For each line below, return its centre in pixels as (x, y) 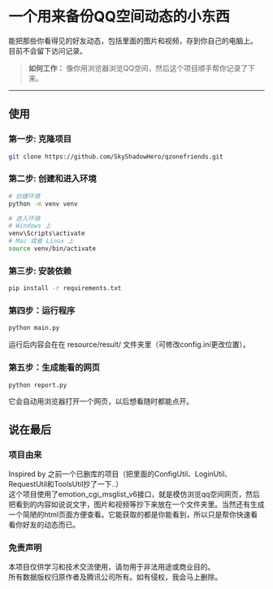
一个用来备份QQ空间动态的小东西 (119, 17)
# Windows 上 (30, 226)
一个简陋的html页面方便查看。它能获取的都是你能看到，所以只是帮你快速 (130, 515)
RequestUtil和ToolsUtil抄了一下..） (66, 484)
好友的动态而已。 (51, 525)
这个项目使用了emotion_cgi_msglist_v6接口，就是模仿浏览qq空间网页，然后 (134, 494)
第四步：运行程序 (42, 311)
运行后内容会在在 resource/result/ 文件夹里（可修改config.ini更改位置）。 (129, 344)
